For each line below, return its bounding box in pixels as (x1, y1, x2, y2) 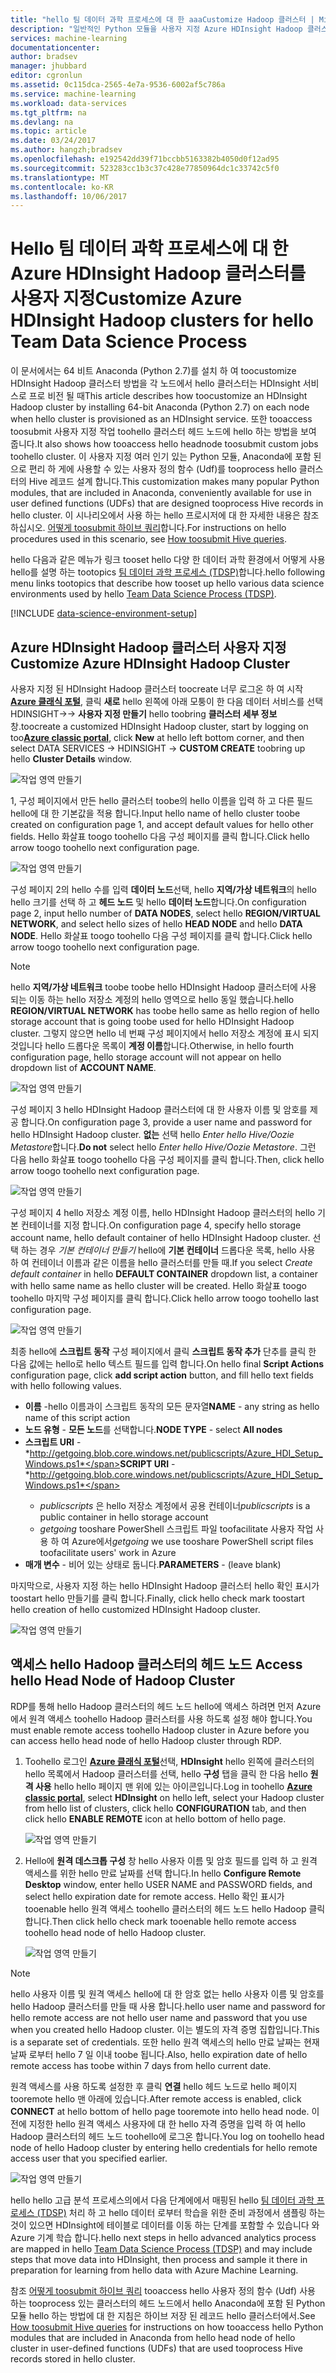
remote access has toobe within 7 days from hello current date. (10, 2059, 272, 2071)
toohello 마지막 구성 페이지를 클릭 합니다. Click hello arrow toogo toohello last (10, 1292, 320, 1304)
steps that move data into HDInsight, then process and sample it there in (10, 2253, 308, 2265)
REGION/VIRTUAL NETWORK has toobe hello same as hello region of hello (10, 1005, 320, 1016)
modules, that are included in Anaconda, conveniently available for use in (10, 487, 312, 499)
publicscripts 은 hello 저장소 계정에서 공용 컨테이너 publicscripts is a (39, 1500, 311, 1511)
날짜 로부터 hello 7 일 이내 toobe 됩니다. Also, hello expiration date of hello (10, 2048, 308, 2060)
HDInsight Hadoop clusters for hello (10, 309, 314, 332)
